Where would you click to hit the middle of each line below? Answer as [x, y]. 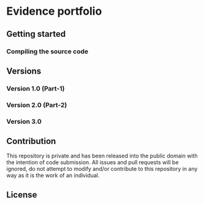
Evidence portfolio [54, 11]
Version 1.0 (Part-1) [36, 88]
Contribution [31, 141]
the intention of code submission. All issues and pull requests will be [93, 162]
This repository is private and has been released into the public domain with [102, 156]
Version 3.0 [24, 121]
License [22, 195]
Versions [24, 71]
